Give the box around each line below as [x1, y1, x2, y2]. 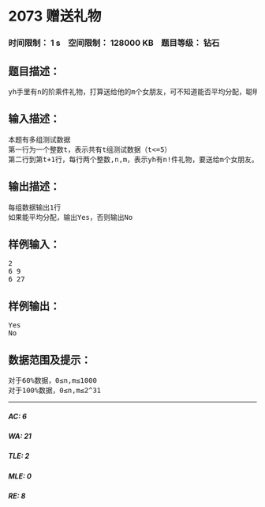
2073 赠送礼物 [8, 7, 102, 25]
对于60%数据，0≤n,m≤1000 [8, 376, 97, 384]
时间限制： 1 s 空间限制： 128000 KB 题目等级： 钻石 [8, 37, 220, 48]
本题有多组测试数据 [8, 135, 71, 144]
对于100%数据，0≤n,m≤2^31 [8, 385, 102, 395]
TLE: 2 [8, 452, 30, 461]
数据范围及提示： [8, 353, 91, 366]
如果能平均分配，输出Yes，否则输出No [8, 213, 133, 221]
